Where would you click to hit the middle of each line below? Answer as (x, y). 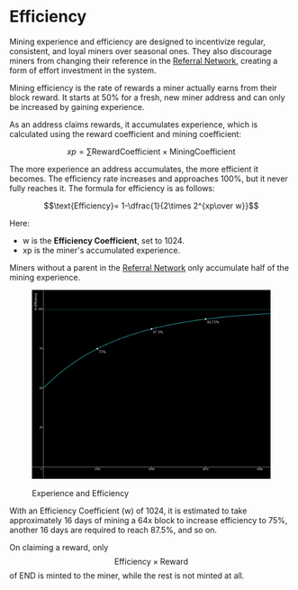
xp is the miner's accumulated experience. (101, 250)
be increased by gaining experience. (77, 106)
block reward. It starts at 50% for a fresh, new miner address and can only (147, 97)
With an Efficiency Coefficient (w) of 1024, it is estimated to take (128, 511)
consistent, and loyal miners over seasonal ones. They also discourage (141, 51)
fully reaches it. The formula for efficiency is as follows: (112, 188)
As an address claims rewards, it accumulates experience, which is (134, 124)
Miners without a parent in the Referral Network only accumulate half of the (149, 267)
